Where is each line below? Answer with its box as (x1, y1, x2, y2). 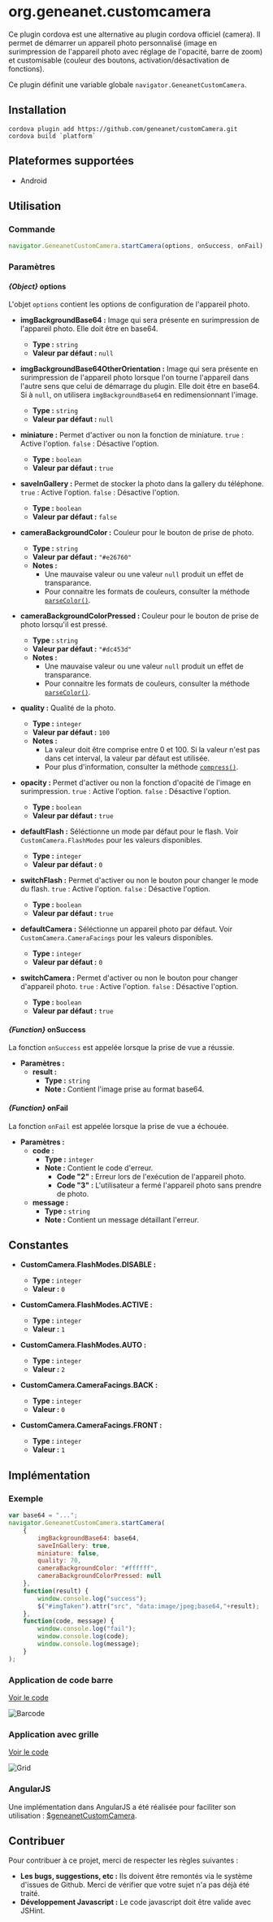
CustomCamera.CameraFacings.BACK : (19, 1380, 158, 1390)
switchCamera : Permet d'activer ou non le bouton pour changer (19, 973, 238, 983)
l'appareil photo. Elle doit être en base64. (19, 324, 158, 333)
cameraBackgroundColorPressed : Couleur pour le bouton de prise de (19, 611, 259, 621)
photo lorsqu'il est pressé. (19, 620, 108, 630)
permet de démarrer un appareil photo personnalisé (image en (8, 37, 218, 47)
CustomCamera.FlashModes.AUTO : (19, 1340, 147, 1350)
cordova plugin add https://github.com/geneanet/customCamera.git (8, 124, 238, 133)
